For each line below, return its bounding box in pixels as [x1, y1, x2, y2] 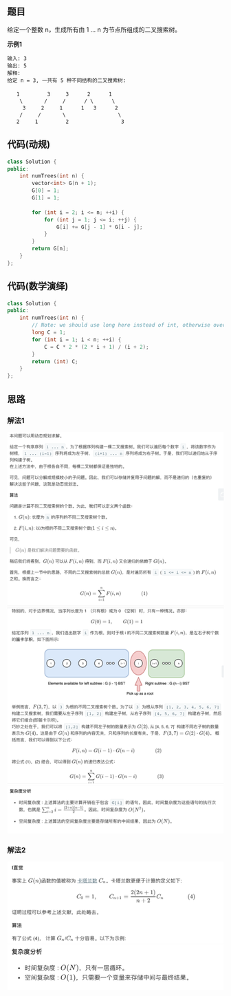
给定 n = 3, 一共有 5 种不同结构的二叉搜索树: [7, 77, 126, 84]
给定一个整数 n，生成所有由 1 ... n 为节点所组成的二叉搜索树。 [7, 25, 181, 34]
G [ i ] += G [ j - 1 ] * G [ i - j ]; [56, 224, 143, 230]
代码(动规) [7, 139, 50, 151]
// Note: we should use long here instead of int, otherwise [32, 322, 211, 329]
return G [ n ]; [32, 246, 69, 252]
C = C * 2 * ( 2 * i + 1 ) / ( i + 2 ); [43, 343, 149, 350]
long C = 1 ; [32, 329, 67, 336]
